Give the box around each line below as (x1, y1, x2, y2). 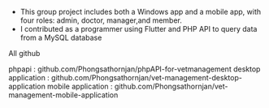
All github (8, 49, 41, 58)
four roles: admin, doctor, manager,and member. (20, 15, 183, 25)
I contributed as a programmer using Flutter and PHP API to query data (20, 24, 258, 33)
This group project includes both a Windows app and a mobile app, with (20, 7, 262, 16)
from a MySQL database (20, 32, 102, 42)
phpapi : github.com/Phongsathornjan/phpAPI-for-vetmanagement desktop (8, 64, 261, 74)
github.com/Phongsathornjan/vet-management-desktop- (51, 73, 242, 82)
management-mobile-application (8, 90, 119, 100)
